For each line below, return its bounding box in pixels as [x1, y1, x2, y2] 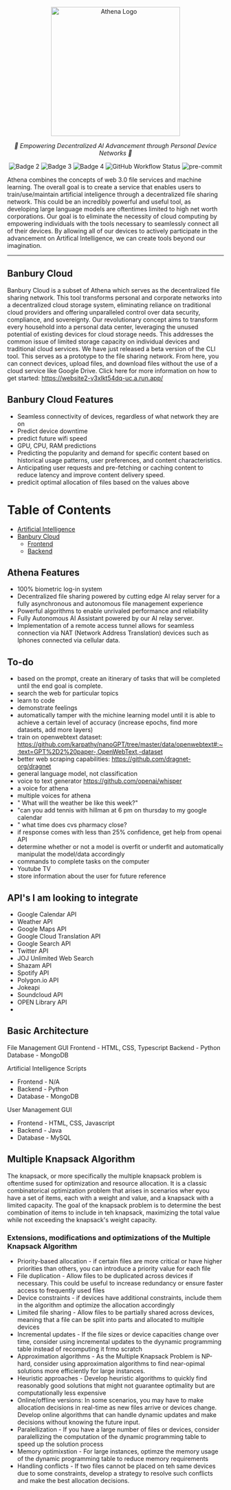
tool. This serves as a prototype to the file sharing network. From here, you [7, 352, 219, 360]
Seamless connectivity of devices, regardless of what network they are [16, 412, 219, 420]
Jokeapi [16, 983, 40, 991]
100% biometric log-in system [16, 585, 102, 594]
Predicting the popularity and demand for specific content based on [16, 448, 210, 457]
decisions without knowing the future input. [16, 1418, 140, 1426]
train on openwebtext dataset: [16, 733, 102, 742]
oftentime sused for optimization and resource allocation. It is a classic [7, 1179, 208, 1187]
